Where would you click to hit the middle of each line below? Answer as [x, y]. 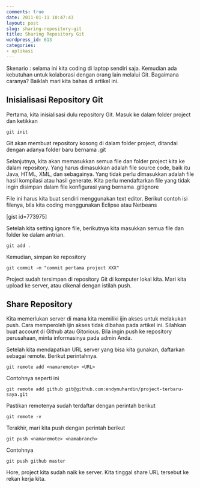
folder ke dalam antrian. [35, 234]
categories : [21, 46]
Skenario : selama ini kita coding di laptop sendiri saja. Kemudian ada [92, 68]
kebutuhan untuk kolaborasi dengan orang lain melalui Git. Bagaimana [92, 74]
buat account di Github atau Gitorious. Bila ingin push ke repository [89, 331]
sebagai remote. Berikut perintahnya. [52, 356]
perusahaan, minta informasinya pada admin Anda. [69, 338]
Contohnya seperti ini [33, 378]
